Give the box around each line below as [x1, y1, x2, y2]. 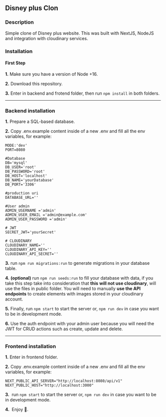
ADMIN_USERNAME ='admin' [5, 208, 56, 213]
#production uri [5, 191, 39, 196]
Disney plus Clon [5, 4, 58, 12]
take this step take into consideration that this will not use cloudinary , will [5, 280, 157, 287]
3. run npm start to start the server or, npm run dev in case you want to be [5, 392, 157, 398]
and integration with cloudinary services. [5, 35, 88, 41]
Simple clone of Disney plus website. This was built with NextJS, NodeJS [5, 30, 154, 36]
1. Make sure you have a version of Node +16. [5, 71, 98, 77]
